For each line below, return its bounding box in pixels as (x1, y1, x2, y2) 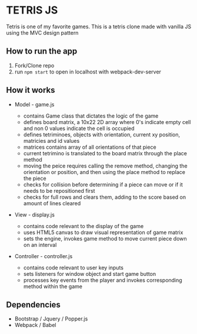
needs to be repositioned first (23, 187, 95, 194)
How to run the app (6, 46, 78, 56)
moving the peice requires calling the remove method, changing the (23, 162, 188, 169)
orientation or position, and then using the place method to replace (23, 168, 186, 175)
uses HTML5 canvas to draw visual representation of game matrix (23, 229, 183, 236)
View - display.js (14, 211, 55, 218)
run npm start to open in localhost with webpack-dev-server (14, 68, 162, 75)
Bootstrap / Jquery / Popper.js (14, 315, 88, 322)
